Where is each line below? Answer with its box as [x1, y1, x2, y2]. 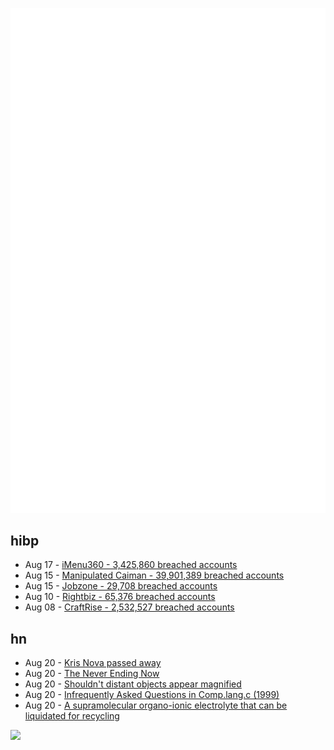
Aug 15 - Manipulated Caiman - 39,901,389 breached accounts [24, 569, 285, 582]
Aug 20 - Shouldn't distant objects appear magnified [24, 678, 242, 690]
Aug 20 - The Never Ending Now [24, 668, 160, 680]
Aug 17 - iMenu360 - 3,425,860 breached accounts [24, 559, 238, 571]
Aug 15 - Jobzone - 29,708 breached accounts [24, 580, 218, 592]
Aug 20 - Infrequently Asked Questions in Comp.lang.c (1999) [24, 689, 280, 701]
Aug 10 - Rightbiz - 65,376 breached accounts [24, 591, 216, 603]
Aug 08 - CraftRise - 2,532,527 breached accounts [24, 601, 235, 613]
